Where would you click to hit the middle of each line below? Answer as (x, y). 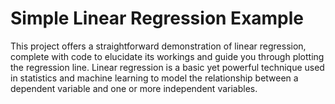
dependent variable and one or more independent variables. (134, 88)
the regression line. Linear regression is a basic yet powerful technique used (167, 67)
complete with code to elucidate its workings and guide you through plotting (167, 56)
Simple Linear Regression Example (157, 18)
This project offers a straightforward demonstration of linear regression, (158, 46)
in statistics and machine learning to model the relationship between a (154, 78)
